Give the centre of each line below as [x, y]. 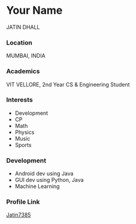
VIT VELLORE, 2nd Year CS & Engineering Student [68, 84]
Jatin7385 [19, 215]
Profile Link [23, 202]
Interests [19, 100]
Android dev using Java [44, 174]
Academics [23, 71]
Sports [23, 145]
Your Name [34, 11]
